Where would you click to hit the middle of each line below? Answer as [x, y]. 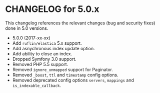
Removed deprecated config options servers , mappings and [73, 80]
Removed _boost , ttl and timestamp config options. [65, 75]
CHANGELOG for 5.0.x [52, 9]
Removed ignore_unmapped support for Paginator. [63, 69]
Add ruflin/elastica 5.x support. [47, 43]
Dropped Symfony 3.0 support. [44, 59]
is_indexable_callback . [37, 85]
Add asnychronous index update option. [53, 48]
